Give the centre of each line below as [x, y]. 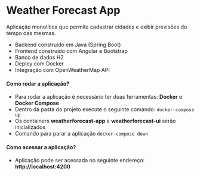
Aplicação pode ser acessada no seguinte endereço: [80, 161]
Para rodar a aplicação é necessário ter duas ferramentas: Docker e [99, 97]
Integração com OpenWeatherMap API [62, 70]
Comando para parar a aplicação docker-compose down [81, 134]
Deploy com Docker [39, 64]
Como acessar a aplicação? [41, 147]
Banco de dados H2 [39, 57]
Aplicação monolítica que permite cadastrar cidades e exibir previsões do [97, 27]
